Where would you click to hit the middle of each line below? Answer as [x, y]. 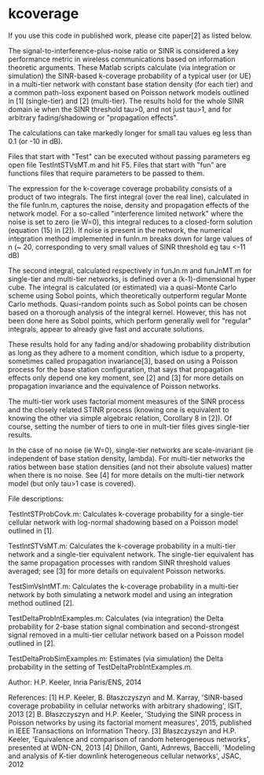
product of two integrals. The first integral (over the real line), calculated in [128, 197]
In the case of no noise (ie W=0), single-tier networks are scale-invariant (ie [131, 450]
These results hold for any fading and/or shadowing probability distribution [129, 344]
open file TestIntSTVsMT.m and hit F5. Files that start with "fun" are [117, 164]
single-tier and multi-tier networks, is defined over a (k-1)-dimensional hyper [132, 279]
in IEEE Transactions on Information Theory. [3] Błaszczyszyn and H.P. [123, 731]
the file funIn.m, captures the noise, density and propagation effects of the [129, 205]
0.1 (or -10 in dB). [35, 141]
